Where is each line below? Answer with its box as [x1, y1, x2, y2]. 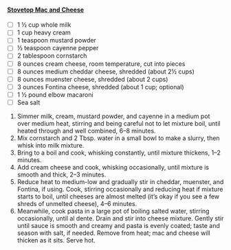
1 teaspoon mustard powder [16, 36, 96, 45]
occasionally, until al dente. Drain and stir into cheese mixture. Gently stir [16, 214, 224, 223]
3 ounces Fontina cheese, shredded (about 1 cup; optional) [16, 82, 184, 91]
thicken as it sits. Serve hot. [16, 236, 96, 244]
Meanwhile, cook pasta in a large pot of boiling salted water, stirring [16, 207, 210, 215]
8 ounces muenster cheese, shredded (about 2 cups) [16, 75, 168, 83]
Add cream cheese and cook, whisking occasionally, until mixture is [16, 163, 210, 171]
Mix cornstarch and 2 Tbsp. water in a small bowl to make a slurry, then [16, 134, 220, 142]
